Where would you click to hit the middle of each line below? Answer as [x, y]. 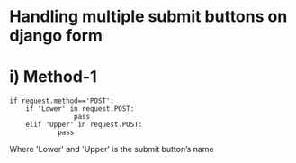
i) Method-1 [53, 77]
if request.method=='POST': [62, 101]
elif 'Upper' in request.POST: [84, 125]
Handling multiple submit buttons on [148, 17]
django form [56, 36]
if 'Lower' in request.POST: [80, 109]
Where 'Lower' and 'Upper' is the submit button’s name [112, 149]
